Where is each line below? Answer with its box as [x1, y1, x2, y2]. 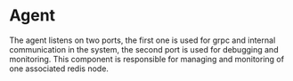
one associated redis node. [9, 63, 110, 74]
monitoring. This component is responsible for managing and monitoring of [9, 53, 285, 64]
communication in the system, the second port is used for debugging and [9, 44, 279, 54]
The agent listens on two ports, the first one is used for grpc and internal [9, 35, 276, 45]
